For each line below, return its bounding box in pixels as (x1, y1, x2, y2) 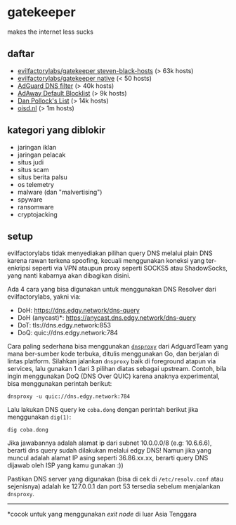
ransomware (17, 202, 54, 211)
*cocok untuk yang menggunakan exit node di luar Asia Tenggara (7, 510, 197, 519)
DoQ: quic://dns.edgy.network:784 (17, 328, 118, 337)
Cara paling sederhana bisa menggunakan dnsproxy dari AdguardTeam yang (7, 342, 228, 351)
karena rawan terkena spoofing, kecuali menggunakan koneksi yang (7, 257, 205, 265)
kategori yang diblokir (7, 124, 105, 136)
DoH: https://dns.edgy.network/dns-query (17, 306, 140, 315)
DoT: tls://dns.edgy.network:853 (17, 321, 111, 330)
